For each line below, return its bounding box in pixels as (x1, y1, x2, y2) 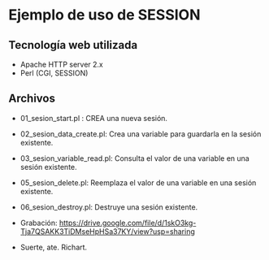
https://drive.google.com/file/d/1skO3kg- (59, 218, 197, 227)
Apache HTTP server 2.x (20, 59, 103, 69)
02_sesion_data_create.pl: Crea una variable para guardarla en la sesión (20, 128, 262, 139)
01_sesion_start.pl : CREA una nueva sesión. (20, 113, 168, 123)
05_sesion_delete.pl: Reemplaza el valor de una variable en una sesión (20, 177, 257, 188)
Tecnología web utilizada (8, 38, 138, 52)
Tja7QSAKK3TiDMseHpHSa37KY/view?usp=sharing (20, 226, 195, 236)
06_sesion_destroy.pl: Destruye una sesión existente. (20, 201, 198, 212)
